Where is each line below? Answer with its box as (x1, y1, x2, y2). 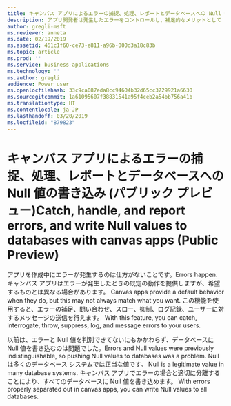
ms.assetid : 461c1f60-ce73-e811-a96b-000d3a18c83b (7, 42, 156, 49)
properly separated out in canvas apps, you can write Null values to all (7, 385, 208, 394)
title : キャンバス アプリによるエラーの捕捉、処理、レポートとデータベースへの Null (7, 10, 222, 17)
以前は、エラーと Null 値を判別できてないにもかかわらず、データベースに (7, 336, 214, 344)
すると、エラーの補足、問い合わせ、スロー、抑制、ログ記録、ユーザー (12, 305, 212, 314)
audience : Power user (7, 81, 70, 88)
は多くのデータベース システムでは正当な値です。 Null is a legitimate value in (7, 360, 224, 369)
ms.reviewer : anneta (7, 29, 67, 37)
